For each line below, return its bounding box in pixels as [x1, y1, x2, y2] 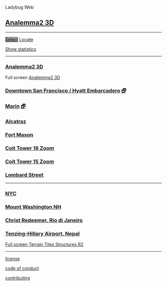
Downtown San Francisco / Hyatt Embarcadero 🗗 [5, 87, 127, 94]
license [5, 256, 20, 262]
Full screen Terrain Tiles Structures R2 [5, 241, 83, 247]
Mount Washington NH [5, 203, 61, 210]
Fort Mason [5, 131, 34, 138]
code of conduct [5, 266, 39, 271]
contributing [5, 275, 30, 281]
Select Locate [5, 36, 34, 42]
